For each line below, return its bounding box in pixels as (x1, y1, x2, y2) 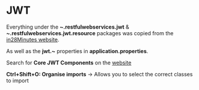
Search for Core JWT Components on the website (6, 59, 132, 66)
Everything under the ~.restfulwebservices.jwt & (6, 23, 129, 30)
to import (6, 77, 29, 84)
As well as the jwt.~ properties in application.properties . (6, 47, 148, 54)
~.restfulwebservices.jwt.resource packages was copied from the (6, 29, 174, 36)
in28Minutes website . (6, 36, 60, 43)
